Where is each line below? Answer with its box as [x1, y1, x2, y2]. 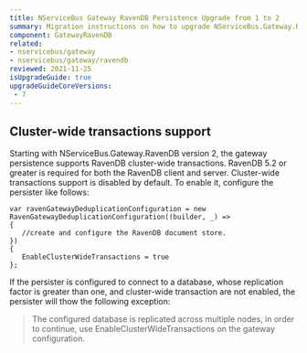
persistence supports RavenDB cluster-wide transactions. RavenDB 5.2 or [9, 157, 287, 169]
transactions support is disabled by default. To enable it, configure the [9, 177, 274, 188]
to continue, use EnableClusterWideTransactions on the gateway [31, 324, 276, 335]
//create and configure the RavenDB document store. [21, 229, 227, 238]
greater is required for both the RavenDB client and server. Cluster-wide [9, 167, 281, 178]
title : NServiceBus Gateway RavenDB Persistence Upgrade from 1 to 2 [9, 13, 281, 23]
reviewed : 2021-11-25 [9, 65, 92, 74]
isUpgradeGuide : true [9, 73, 92, 82]
